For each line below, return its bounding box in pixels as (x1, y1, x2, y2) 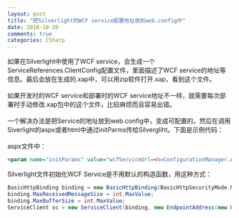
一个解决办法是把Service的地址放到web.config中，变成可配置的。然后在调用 (7, 116, 231, 125)
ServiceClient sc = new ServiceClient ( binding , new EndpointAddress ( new (7, 204, 228, 211)
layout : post (7, 10, 46, 18)
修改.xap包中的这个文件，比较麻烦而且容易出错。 (31, 100, 176, 109)
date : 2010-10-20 (7, 23, 59, 31)
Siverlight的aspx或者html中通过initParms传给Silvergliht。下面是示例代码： (7, 126, 224, 134)
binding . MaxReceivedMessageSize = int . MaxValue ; (7, 190, 154, 197)
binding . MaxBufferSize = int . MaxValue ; (7, 197, 126, 205)
